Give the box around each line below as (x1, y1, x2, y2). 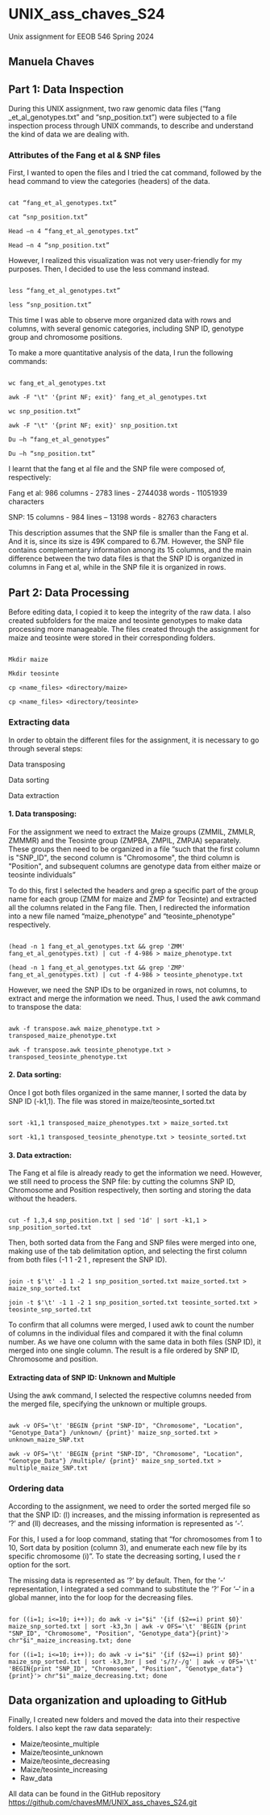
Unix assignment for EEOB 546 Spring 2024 (8, 31, 155, 41)
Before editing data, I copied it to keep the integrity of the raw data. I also (8, 607, 251, 617)
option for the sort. (8, 1559, 71, 1570)
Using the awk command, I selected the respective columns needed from (8, 1391, 251, 1400)
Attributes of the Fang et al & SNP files (8, 150, 161, 161)
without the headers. (8, 1194, 77, 1203)
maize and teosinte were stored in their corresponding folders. (8, 633, 216, 642)
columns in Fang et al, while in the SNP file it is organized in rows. (8, 562, 226, 572)
